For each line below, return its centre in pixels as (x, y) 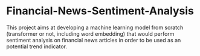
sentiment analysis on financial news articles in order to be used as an (94, 40)
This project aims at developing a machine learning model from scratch (95, 27)
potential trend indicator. (37, 46)
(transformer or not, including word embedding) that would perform (90, 33)
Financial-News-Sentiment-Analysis (100, 11)
